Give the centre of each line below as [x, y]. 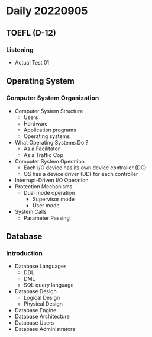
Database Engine [35, 310]
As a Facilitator [42, 149]
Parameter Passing [46, 218]
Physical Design [43, 304]
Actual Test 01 [32, 62]
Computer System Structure [49, 111]
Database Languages [41, 266]
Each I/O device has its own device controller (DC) [85, 168]
